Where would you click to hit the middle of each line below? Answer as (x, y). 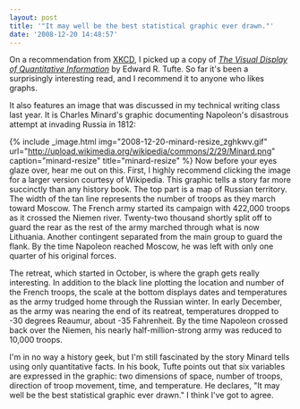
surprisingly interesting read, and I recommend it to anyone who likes (137, 79)
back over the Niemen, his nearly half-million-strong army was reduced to (146, 330)
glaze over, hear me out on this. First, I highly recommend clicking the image (150, 170)
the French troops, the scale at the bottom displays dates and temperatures (148, 293)
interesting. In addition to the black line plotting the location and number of (147, 283)
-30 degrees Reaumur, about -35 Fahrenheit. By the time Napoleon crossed (149, 321)
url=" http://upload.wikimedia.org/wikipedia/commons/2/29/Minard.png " (142, 151)
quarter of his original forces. (63, 256)
